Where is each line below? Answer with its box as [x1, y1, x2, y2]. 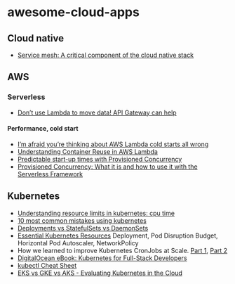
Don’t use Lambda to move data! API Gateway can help [17, 108, 177, 117]
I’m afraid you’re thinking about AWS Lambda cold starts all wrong [17, 140, 209, 148]
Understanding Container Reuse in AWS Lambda [17, 147, 158, 155]
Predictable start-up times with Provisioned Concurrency [17, 155, 182, 163]
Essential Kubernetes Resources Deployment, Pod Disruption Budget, [17, 231, 219, 240]
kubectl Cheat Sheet [17, 261, 77, 269]
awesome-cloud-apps [7, 4, 140, 20]
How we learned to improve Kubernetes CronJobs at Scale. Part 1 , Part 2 [17, 246, 228, 254]
